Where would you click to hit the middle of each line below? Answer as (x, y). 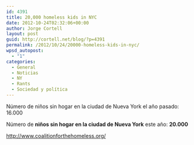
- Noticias (25, 73)
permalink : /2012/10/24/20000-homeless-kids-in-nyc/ (73, 45)
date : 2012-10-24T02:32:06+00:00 (48, 23)
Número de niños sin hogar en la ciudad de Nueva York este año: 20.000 (97, 124)
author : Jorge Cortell (34, 28)
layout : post (22, 34)
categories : (21, 61)
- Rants (21, 84)
